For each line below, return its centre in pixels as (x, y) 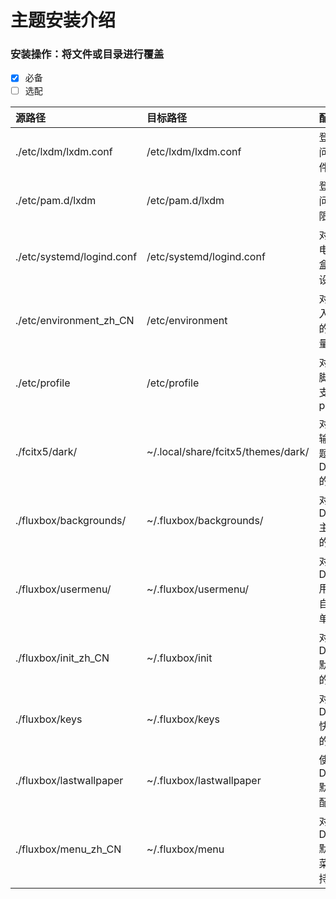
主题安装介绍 (63, 20)
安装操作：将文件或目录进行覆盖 (87, 54)
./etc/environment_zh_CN (75, 320)
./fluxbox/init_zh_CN (62, 658)
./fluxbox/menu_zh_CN (68, 849)
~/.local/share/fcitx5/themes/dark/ (228, 451)
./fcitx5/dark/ (46, 451)
